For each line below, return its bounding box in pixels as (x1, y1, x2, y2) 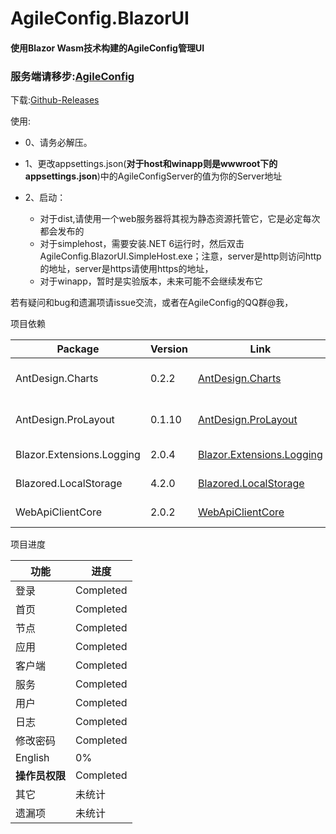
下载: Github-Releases (10, 94, 100, 106)
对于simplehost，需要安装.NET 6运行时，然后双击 (39, 238, 245, 250)
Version (149, 342, 188, 356)
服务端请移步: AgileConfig (10, 69, 135, 83)
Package (56, 342, 100, 356)
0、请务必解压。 (24, 137, 93, 149)
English (15, 751, 50, 765)
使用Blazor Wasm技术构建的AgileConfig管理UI (10, 42, 205, 54)
